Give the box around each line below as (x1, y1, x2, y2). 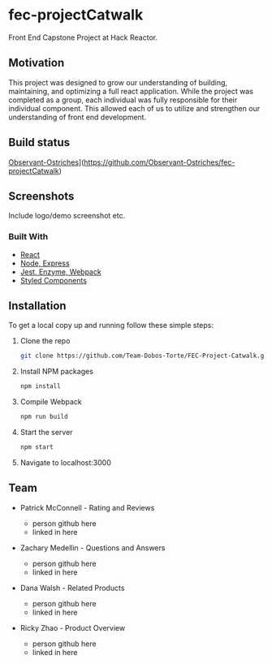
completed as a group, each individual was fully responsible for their (8, 95, 238, 105)
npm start (19, 443, 54, 451)
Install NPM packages (19, 367, 93, 377)
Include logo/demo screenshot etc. (8, 211, 126, 221)
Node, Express (19, 258, 71, 268)
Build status (8, 136, 71, 149)
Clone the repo (19, 336, 71, 346)
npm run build (19, 412, 68, 421)
